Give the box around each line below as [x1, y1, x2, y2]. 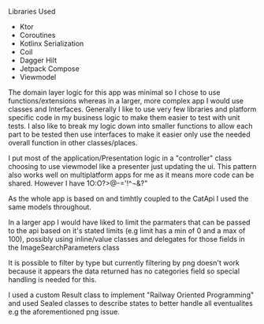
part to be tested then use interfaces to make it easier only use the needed [8, 130, 251, 139]
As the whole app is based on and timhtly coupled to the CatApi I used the [8, 194, 249, 203]
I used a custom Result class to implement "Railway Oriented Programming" [8, 290, 255, 300]
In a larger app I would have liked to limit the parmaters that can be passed [8, 217, 251, 227]
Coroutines [19, 31, 56, 40]
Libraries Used [8, 7, 56, 16]
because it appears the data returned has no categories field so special [8, 266, 240, 276]
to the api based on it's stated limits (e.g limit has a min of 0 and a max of [8, 226, 246, 235]
